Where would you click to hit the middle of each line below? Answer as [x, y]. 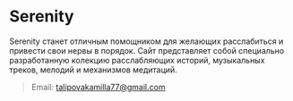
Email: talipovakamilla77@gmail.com [98, 87]
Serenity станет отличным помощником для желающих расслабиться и [146, 41]
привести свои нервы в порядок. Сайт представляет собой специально [147, 50]
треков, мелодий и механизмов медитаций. [93, 70]
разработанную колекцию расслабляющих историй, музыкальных [137, 60]
